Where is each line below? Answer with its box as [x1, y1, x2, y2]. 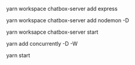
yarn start [6, 52, 31, 59]
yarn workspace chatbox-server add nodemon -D [6, 17, 130, 23]
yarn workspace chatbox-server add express [6, 5, 118, 12]
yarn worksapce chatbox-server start [6, 28, 99, 36]
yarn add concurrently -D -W [6, 40, 78, 47]
